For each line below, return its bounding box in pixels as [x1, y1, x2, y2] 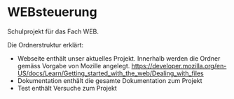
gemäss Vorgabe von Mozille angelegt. [17, 61, 130, 70]
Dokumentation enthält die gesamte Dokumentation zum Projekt [17, 76, 202, 84]
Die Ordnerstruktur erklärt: [7, 40, 84, 49]
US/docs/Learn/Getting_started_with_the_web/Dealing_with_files [17, 69, 205, 77]
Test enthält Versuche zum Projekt [17, 84, 117, 92]
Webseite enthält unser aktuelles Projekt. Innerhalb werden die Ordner [17, 54, 221, 63]
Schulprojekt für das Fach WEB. [7, 27, 99, 36]
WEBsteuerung [7, 4, 97, 20]
